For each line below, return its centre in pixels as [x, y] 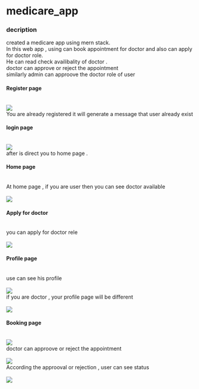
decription [22, 30]
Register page [24, 89]
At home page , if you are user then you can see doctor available [86, 187]
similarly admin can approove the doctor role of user [71, 75]
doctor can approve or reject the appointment [62, 68]
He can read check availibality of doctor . [57, 62]
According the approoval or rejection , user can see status [78, 367]
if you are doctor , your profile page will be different [70, 297]
